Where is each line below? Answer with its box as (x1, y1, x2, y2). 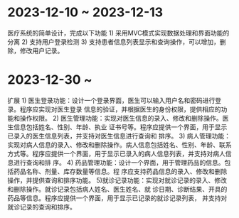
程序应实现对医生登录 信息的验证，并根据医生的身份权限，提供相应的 (19, 104, 221, 114)
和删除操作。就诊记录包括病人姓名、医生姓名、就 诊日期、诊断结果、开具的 (7, 185, 228, 193)
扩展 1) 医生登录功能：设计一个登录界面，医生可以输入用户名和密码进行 (7, 96, 216, 104)
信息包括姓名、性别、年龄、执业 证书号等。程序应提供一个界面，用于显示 (13, 122, 228, 131)
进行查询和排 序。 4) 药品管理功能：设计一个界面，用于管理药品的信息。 (13, 158, 225, 167)
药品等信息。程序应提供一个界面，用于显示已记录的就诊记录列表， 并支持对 (7, 193, 228, 202)
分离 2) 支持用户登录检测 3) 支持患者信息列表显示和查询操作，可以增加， (7, 37, 221, 46)
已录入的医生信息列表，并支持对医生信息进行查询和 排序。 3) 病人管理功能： (7, 131, 231, 140)
